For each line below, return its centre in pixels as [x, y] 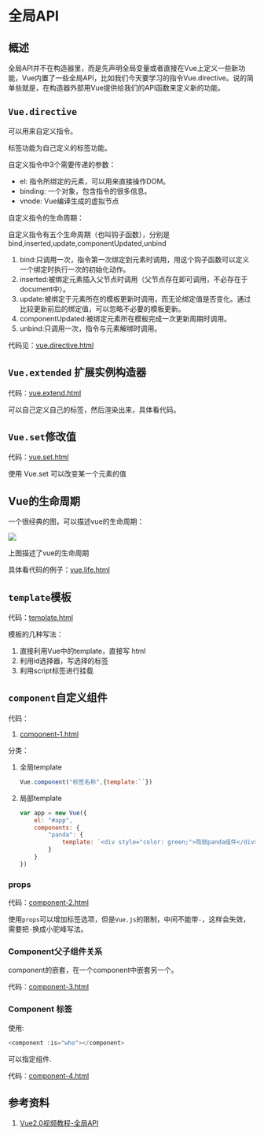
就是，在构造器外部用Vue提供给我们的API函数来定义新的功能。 [123, 88]
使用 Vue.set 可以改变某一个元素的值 [68, 474]
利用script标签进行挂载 [57, 671]
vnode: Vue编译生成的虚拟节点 [69, 201]
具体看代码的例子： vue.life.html [59, 570]
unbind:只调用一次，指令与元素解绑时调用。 [90, 328]
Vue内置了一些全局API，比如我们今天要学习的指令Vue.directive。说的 [134, 78]
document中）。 [45, 289]
